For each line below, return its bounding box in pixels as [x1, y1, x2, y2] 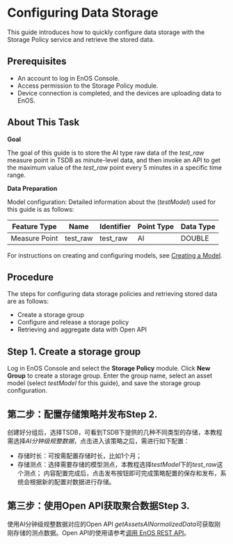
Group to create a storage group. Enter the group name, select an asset [7, 371, 213, 380]
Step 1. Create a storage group [7, 345, 141, 357]
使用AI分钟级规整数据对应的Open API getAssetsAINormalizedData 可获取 [7, 520, 215, 528]
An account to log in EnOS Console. [17, 74, 120, 82]
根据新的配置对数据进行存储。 [29, 478, 115, 485]
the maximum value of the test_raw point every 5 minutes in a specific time [7, 163, 223, 171]
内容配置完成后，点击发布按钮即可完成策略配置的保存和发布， [43, 469, 220, 477]
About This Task [7, 116, 80, 128]
